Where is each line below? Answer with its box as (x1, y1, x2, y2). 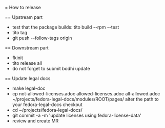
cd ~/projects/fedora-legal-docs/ (12, 107, 82, 113)
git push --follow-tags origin (12, 35, 72, 41)
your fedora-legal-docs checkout (12, 101, 82, 108)
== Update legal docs (5, 75, 51, 81)
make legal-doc (12, 85, 46, 91)
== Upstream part (5, 14, 43, 20)
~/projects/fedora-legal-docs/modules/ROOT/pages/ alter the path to (12, 96, 159, 102)
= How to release (5, 5, 42, 10)
